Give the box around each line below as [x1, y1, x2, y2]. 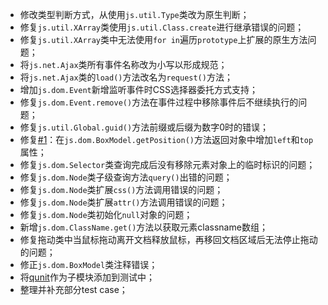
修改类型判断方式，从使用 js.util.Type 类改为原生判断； [19, 9, 250, 20]
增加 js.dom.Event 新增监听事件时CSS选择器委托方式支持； [19, 84, 258, 95]
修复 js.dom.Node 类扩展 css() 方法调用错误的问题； [19, 184, 224, 195]
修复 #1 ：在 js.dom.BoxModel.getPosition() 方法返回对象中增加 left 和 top [19, 134, 314, 145]
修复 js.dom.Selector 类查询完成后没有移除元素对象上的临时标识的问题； [19, 159, 316, 170]
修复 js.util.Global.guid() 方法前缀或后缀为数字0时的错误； [19, 121, 269, 133]
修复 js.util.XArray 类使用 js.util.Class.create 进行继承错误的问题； [19, 21, 305, 33]
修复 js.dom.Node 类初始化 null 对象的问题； [19, 209, 193, 220]
